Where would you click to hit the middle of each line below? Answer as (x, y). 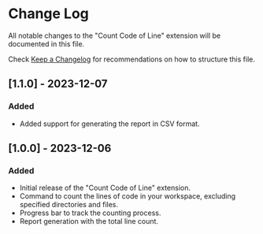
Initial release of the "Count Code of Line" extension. (105, 188)
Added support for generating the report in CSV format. (109, 124)
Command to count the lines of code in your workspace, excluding (128, 196)
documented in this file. (46, 43)
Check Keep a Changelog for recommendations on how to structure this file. (132, 59)
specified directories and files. (69, 205)
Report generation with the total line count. (89, 221)
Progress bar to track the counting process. (90, 213)
